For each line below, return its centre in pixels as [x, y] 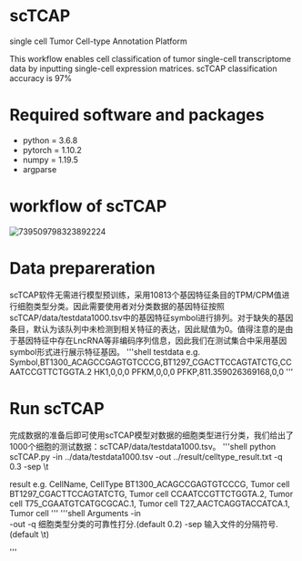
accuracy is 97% [41, 78]
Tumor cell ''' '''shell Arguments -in [75, 513]
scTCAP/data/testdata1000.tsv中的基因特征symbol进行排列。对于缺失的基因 [151, 317]
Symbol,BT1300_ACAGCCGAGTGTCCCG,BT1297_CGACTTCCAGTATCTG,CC [151, 362]
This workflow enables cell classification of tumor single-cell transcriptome [150, 58]
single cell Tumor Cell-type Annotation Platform [99, 41]
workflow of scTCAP [88, 207]
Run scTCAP [57, 408]
